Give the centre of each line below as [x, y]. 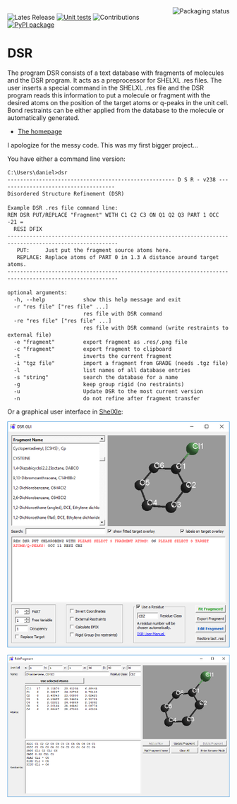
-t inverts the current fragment [93, 356]
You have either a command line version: [66, 159]
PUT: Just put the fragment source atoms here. [94, 250]
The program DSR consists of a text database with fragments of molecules [116, 73]
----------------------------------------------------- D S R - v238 [112, 179]
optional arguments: [38, 292]
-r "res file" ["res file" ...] [61, 306]
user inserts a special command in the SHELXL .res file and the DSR [106, 88]
